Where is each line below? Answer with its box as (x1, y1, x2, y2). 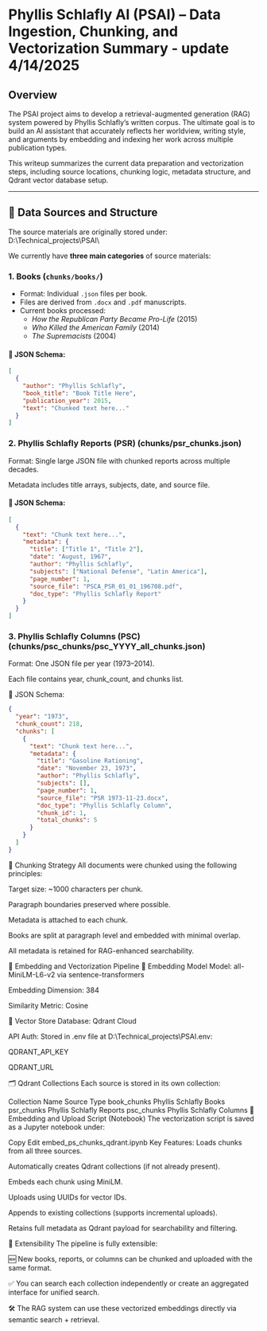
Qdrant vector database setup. (8, 175, 109, 185)
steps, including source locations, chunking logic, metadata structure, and (8, 167, 251, 176)
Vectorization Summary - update (8, 40, 229, 57)
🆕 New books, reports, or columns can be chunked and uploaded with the (8, 1254, 253, 1263)
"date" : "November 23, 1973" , (37, 765, 137, 773)
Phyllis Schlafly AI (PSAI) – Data (8, 6, 221, 24)
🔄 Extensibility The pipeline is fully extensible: (8, 1239, 158, 1248)
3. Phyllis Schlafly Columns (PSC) (8, 631, 141, 642)
